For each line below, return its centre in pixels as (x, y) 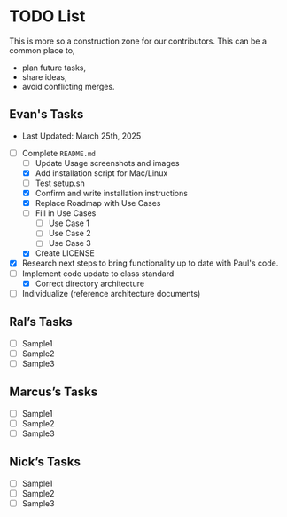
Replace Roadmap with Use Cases (98, 203)
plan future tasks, (54, 68)
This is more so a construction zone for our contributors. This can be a (138, 41)
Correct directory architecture (89, 283)
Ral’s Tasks (41, 322)
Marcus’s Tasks (54, 392)
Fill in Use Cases (66, 213)
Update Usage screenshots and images (107, 163)
